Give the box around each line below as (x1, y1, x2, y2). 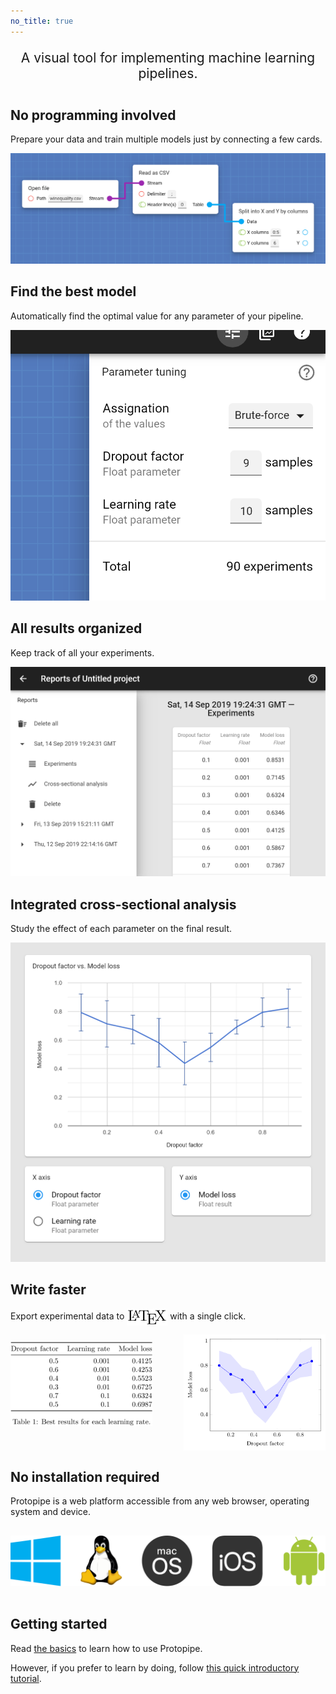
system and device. (10, 1506, 92, 1518)
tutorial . (10, 1672, 42, 1684)
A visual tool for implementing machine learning (20, 49, 316, 66)
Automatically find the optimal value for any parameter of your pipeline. (10, 310, 304, 322)
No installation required (10, 1468, 160, 1485)
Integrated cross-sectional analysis (10, 896, 237, 913)
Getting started (10, 1616, 108, 1633)
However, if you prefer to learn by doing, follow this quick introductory (10, 1661, 300, 1674)
